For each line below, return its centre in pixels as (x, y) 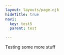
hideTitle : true (22, 14)
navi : (11, 19)
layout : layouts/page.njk (32, 10)
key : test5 (21, 24)
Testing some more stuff (30, 47)
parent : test (23, 28)
